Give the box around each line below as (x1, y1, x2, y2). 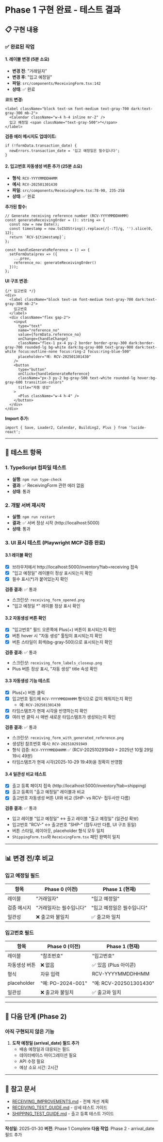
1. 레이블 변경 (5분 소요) (5, 56, 49, 62)
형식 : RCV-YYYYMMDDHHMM (12, 175, 58, 181)
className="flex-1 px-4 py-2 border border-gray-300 (17, 340, 127, 346)
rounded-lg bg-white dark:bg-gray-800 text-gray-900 (24, 345, 133, 350)
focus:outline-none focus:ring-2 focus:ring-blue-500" (17, 349, 131, 354)
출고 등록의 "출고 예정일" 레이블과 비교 (12, 789, 85, 795)
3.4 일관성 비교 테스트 (5, 771, 47, 777)
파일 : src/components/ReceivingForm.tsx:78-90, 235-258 (12, 187, 125, 193)
